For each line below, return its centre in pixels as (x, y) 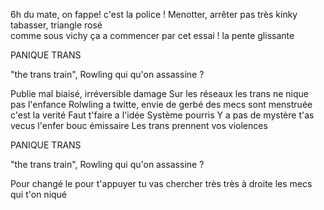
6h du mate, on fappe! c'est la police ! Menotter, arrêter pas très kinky (154, 14)
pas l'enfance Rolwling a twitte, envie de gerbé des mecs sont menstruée (161, 104)
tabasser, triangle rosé (56, 25)
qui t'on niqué (39, 194)
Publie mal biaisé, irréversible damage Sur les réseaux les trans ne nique (159, 93)
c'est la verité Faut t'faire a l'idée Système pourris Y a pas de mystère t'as (162, 115)
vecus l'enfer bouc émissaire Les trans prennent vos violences (139, 125)
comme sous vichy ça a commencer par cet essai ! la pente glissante (152, 35)
